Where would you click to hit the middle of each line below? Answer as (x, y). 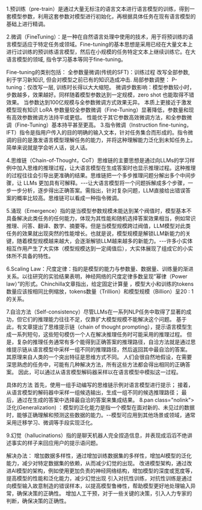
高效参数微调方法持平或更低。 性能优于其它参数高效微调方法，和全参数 (99, 117)
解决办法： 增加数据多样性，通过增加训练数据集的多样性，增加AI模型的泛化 (99, 456)
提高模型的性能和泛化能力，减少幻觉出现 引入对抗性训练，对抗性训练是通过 (99, 478)
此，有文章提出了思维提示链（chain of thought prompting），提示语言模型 (97, 327)
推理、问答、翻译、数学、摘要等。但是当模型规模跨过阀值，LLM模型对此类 (99, 226)
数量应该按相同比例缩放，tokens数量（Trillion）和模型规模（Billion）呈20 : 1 (100, 291)
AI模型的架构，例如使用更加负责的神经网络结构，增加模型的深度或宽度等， (103, 471)
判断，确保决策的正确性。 (38, 501)
